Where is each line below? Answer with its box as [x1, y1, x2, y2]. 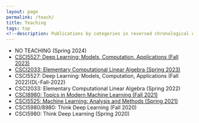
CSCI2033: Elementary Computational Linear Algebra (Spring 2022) [14, 85, 181, 92]
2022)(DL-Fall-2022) [14, 78, 66, 86]
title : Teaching [6, 20, 46, 26]
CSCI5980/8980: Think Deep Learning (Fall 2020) [14, 104, 137, 111]
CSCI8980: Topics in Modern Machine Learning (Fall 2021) [14, 92, 158, 99]
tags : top [6, 25, 31, 31]
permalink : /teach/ [6, 14, 54, 20]
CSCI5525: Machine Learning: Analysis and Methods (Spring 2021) [14, 97, 178, 105]
